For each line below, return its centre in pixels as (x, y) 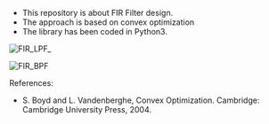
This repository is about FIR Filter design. (98, 13)
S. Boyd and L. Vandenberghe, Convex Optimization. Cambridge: (141, 100)
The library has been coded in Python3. (94, 31)
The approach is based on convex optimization (108, 22)
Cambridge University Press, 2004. (87, 109)
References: (31, 83)
